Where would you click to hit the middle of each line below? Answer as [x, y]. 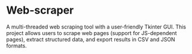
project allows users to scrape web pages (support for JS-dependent [92, 33]
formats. [16, 46]
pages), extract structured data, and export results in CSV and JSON [91, 39]
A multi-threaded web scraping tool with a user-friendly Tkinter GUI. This [96, 27]
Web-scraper [40, 10]
